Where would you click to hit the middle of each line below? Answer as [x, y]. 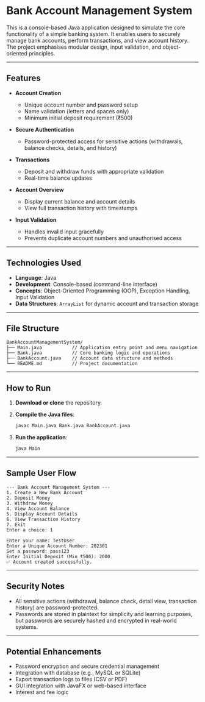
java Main [28, 448]
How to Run [29, 388]
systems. [27, 627]
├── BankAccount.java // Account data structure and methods [90, 358]
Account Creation [38, 93]
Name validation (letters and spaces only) [77, 111]
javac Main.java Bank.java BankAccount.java [73, 426]
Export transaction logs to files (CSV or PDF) [71, 679]
